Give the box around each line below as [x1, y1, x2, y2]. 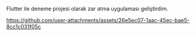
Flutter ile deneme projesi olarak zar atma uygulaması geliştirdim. [6, 5, 168, 12]
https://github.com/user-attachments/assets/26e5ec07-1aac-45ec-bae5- [6, 17, 190, 23]
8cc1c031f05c [6, 23, 41, 30]
